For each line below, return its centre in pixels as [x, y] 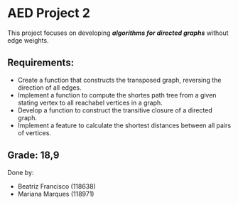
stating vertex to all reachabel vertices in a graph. [90, 102]
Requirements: [41, 63]
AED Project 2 [49, 13]
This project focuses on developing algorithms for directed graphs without [118, 33]
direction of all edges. [49, 88]
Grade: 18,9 [33, 156]
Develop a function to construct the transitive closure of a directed [115, 110]
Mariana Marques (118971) [56, 194]
